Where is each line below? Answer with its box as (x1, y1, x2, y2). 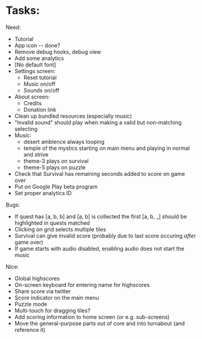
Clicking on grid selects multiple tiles (14, 225, 106, 233)
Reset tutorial (23, 74, 57, 81)
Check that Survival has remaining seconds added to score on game (14, 170, 185, 177)
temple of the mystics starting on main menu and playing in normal (23, 144, 190, 152)
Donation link (23, 106, 57, 113)
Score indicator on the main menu (14, 294, 99, 301)
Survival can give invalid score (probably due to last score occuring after (14, 232, 196, 239)
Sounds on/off (23, 86, 60, 94)
